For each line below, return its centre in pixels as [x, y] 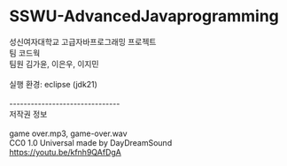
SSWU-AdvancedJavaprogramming [144, 16]
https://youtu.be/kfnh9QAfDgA [65, 152]
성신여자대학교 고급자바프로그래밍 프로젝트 [83, 41]
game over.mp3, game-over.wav [68, 133]
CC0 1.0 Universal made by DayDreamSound [91, 142]
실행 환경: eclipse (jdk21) [53, 84]
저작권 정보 [28, 114]
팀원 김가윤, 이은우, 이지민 [54, 64]
